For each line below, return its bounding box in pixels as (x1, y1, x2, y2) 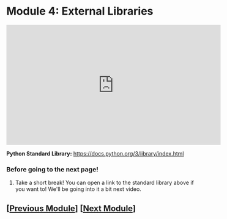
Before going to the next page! (6, 165, 99, 173)
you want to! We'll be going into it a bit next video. (15, 185, 142, 193)
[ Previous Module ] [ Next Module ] (6, 203, 136, 214)
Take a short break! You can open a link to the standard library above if (15, 179, 194, 187)
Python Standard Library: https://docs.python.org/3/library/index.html (6, 149, 184, 157)
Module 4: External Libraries (6, 4, 154, 18)
